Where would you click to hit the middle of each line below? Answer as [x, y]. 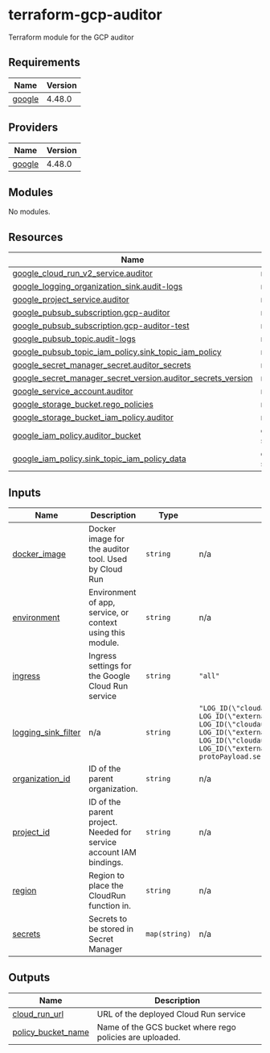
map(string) [168, 934]
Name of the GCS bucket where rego [166, 1027]
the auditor [109, 549]
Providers [33, 128]
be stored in [111, 929]
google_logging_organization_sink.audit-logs [98, 286]
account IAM [112, 852]
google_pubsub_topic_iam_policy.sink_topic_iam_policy [117, 352]
